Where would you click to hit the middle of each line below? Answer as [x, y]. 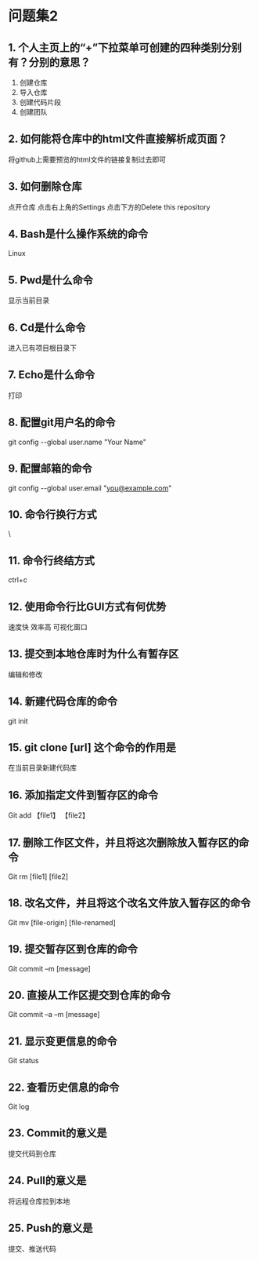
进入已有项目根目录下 [42, 348]
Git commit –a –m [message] [54, 1015]
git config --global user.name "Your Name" [77, 442]
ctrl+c [18, 580]
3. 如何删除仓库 [45, 186]
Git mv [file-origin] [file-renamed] [62, 922]
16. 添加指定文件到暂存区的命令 [83, 795]
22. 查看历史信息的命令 [64, 1087]
